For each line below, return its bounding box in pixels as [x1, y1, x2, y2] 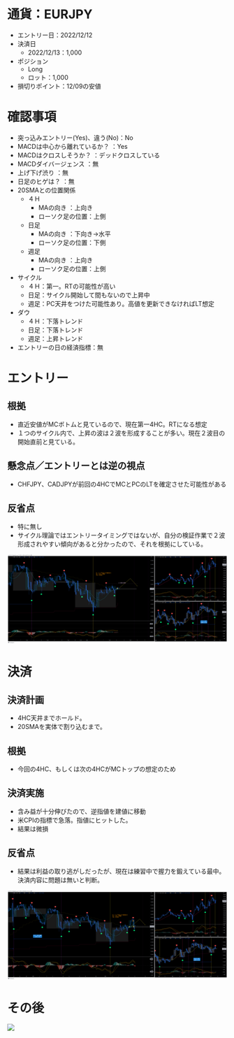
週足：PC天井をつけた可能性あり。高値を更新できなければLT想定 [27, 299, 215, 308]
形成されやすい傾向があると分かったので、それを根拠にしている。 [17, 540, 207, 548]
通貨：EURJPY [7, 6, 93, 22]
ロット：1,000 [27, 73, 68, 81]
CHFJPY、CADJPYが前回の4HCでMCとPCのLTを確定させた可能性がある [17, 480, 227, 488]
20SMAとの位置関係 [17, 186, 76, 194]
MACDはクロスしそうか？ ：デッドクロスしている [17, 151, 161, 159]
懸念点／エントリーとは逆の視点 [7, 460, 145, 472]
